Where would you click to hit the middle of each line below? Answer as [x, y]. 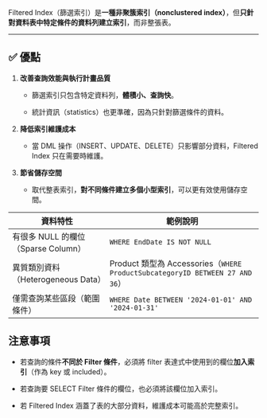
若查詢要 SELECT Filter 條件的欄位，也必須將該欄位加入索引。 [121, 389]
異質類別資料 [37, 268]
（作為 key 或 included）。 [69, 371]
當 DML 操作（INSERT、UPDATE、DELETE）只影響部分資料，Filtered [145, 146]
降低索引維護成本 [48, 129]
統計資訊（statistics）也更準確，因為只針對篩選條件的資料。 [130, 111]
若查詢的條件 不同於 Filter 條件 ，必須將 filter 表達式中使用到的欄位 [127, 361]
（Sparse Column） [49, 248]
